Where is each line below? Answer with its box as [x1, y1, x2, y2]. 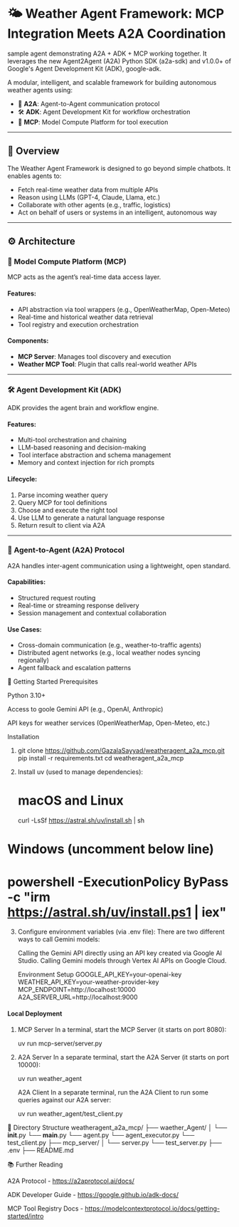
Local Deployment [7, 1009, 63, 1018]
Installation [7, 733, 40, 741]
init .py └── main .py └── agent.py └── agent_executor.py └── [7, 1130, 195, 1139]
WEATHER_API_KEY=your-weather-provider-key [17, 978, 159, 986]
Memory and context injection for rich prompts [17, 459, 155, 467]
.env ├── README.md [7, 1146, 74, 1154]
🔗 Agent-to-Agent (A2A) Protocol [7, 545, 124, 555]
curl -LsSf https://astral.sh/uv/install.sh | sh [17, 816, 145, 825]
